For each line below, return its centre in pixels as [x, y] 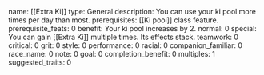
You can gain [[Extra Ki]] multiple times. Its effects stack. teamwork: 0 [123, 37]
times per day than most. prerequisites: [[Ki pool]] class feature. [114, 20]
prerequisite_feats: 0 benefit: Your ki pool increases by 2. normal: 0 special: [133, 28]
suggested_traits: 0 [40, 62]
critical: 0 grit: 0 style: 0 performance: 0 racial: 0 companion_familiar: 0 [125, 45]
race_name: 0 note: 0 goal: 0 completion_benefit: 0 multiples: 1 [112, 54]
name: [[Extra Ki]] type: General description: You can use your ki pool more [132, 12]
